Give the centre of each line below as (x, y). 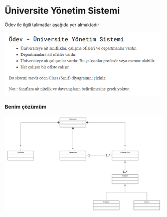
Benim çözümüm (26, 107)
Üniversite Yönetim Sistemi (62, 11)
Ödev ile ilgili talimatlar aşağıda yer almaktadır (52, 25)
